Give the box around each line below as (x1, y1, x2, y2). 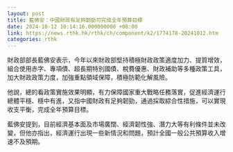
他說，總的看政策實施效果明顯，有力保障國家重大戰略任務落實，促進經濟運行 (7, 88, 226, 96)
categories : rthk (7, 36, 58, 43)
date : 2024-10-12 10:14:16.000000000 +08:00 (7, 23, 138, 30)
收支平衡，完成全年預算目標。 (7, 105, 92, 114)
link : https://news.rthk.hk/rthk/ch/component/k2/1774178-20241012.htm (7, 29, 218, 37)
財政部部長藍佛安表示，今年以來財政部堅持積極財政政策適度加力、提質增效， (7, 56, 226, 65)
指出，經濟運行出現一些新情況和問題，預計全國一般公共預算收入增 (37, 129, 226, 137)
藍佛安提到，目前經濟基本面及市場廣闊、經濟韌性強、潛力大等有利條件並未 (7, 120, 220, 128)
